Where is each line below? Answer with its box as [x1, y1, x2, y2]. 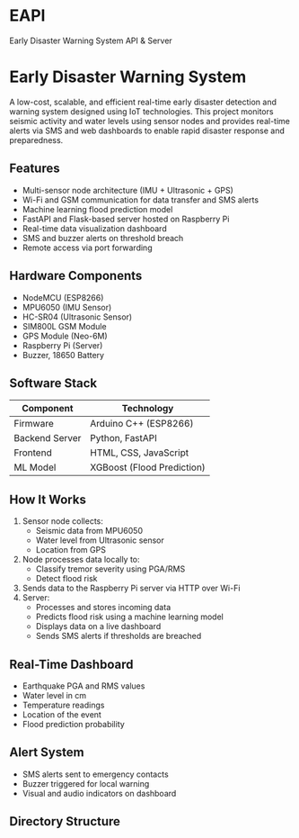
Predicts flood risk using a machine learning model [35, 611, 224, 622]
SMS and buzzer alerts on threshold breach [22, 232, 184, 243]
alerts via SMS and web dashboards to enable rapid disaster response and [9, 125, 285, 136]
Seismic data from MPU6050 [35, 526, 144, 536]
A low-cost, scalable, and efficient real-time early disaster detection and [9, 96, 277, 107]
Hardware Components [9, 268, 143, 284]
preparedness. [9, 134, 64, 145]
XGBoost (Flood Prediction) [89, 461, 207, 473]
